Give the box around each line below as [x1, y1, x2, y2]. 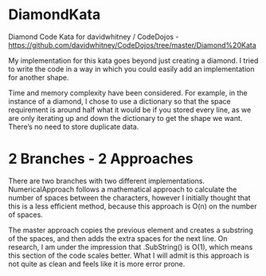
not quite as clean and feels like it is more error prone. [8, 259, 186, 268]
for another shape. [8, 72, 69, 82]
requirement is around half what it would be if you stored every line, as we [8, 105, 252, 115]
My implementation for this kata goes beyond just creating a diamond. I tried [8, 56, 259, 65]
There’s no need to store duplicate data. [8, 122, 139, 131]
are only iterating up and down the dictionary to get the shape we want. [8, 113, 243, 122]
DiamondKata [8, 6, 101, 24]
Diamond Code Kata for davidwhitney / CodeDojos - [8, 32, 179, 41]
